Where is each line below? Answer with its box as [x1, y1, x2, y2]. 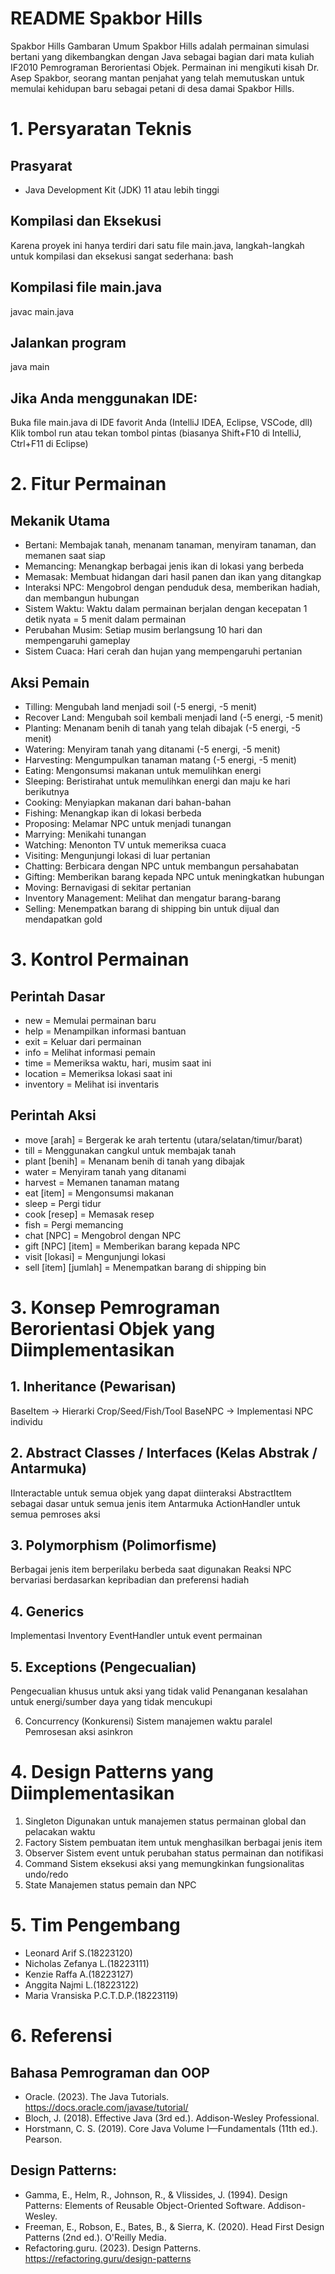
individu [10, 1415, 43, 1427]
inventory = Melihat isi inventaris [24, 1078, 160, 1090]
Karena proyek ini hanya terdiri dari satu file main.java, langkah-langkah [10, 239, 305, 251]
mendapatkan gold [24, 913, 103, 925]
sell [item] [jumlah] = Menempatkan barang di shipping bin [24, 1261, 267, 1273]
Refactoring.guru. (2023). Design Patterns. [24, 2242, 202, 2254]
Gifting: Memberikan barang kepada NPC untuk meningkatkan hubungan [24, 871, 325, 882]
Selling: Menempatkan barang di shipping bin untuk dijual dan [24, 903, 280, 914]
